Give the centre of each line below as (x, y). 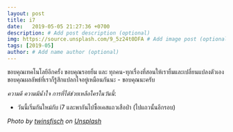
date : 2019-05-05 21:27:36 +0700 (59, 26)
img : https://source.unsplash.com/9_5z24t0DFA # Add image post (102, 39)
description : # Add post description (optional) (79, 33)
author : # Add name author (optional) (63, 53)
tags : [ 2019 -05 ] (31, 46)
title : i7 (21, 20)
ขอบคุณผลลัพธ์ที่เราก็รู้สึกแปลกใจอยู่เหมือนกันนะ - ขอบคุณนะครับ (81, 79)
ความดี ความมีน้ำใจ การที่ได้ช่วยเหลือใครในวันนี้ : (62, 93)
